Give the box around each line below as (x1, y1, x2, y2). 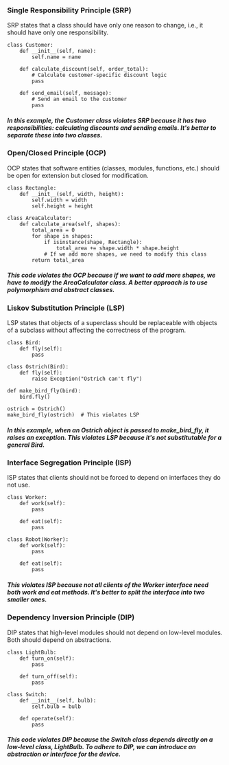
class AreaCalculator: (7, 214, 72, 221)
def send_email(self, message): (19, 90, 112, 97)
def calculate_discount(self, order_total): (19, 66, 149, 73)
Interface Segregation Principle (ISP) (7, 458, 132, 467)
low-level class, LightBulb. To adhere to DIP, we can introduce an (7, 743, 197, 751)
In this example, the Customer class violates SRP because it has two (7, 116, 207, 124)
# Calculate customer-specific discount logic (32, 71, 167, 79)
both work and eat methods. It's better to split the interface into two (7, 588, 205, 596)
